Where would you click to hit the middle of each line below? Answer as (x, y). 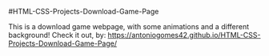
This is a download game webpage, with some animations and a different (129, 26)
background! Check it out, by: (57, 35)
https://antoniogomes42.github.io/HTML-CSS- (185, 35)
